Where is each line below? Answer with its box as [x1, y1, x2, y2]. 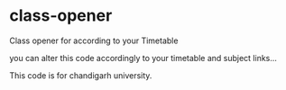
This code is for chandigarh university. [9, 69, 152, 81]
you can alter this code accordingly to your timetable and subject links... [9, 52, 278, 63]
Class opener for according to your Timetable [9, 35, 179, 46]
